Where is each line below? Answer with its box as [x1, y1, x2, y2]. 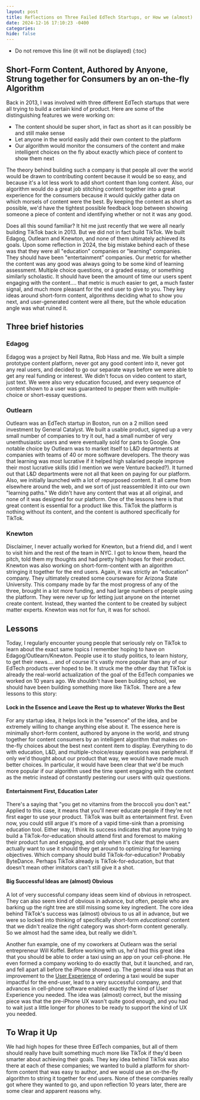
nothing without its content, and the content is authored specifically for [6, 508, 180, 515]
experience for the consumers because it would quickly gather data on [6, 191, 180, 198]
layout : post [6, 8, 39, 15]
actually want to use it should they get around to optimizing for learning [6, 845, 182, 852]
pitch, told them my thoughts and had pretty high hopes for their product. [6, 555, 186, 563]
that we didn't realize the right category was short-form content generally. [6, 922, 188, 930]
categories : [6, 25, 36, 32]
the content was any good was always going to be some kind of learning [6, 260, 185, 267]
